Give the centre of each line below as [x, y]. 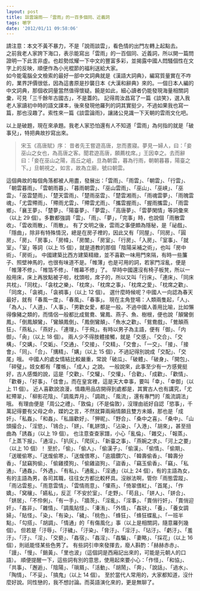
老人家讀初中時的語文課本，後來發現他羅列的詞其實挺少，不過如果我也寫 [95, 105]
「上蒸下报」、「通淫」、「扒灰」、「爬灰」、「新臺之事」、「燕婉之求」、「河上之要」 [100, 441]
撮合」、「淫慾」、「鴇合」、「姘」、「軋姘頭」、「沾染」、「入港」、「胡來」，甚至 [99, 426]
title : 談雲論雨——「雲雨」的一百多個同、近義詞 [58, 17]
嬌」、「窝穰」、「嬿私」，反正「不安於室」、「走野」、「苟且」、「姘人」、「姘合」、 [97, 493]
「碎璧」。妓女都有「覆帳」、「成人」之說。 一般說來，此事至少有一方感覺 [94, 367]
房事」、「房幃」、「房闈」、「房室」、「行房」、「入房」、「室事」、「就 [113, 240]
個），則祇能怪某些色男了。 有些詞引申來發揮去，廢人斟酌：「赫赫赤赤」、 [94, 545]
